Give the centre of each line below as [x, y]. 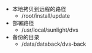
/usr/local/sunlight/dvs [50, 30]
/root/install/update [46, 16]
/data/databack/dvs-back [54, 44]
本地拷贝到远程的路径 [39, 9]
